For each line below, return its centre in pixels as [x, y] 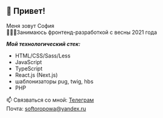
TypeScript [29, 68]
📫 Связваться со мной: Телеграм [50, 100]
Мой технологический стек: [43, 44]
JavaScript [28, 62]
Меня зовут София [30, 25]
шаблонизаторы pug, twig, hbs [54, 81]
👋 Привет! [26, 11]
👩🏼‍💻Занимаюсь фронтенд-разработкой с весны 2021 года [82, 32]
